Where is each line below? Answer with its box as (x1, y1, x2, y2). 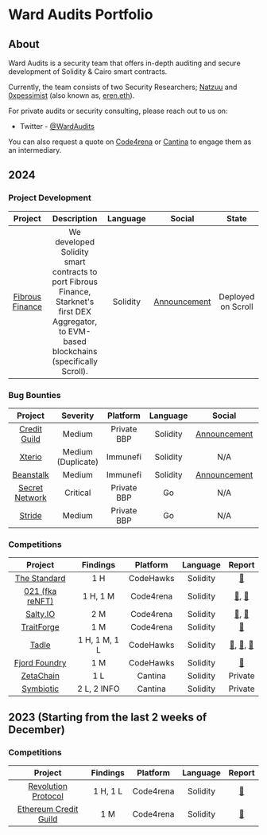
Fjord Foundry (14, 657, 67, 669)
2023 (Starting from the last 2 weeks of (8, 710, 207, 724)
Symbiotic (21, 683, 60, 694)
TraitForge (21, 622, 60, 633)
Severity (61, 410, 95, 421)
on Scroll (219, 301, 253, 312)
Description (52, 213, 98, 224)
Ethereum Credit (17, 803, 79, 814)
